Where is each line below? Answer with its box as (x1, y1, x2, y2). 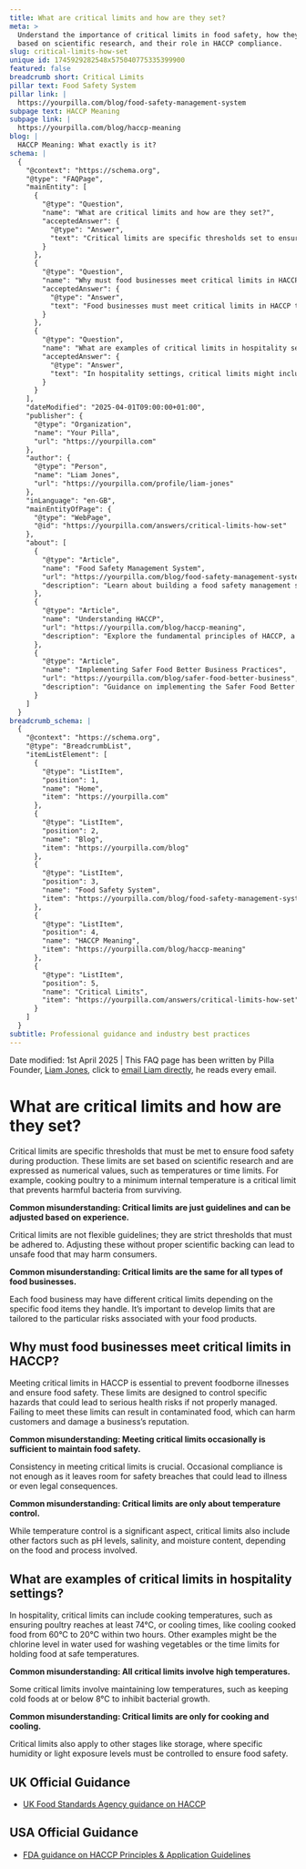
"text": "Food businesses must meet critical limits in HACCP (49, 301, 291, 311)
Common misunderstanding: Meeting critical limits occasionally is (9, 1434, 266, 1445)
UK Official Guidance (9, 1774, 131, 1790)
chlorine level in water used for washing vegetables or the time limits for (9, 1639, 280, 1649)
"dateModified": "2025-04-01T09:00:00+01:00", (25, 403, 206, 413)
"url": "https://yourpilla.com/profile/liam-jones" (33, 479, 234, 488)
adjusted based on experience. (9, 1211, 130, 1222)
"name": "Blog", (42, 834, 104, 843)
